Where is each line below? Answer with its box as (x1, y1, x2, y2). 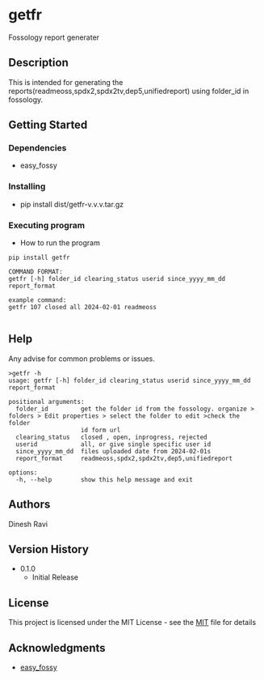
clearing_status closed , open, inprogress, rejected (15, 433, 207, 441)
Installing (8, 181, 46, 192)
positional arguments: (8, 397, 85, 406)
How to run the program (19, 238, 101, 248)
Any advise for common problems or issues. (8, 354, 156, 363)
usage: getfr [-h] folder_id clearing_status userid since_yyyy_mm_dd (8, 376, 251, 385)
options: (8, 468, 38, 477)
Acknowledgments (8, 641, 107, 655)
